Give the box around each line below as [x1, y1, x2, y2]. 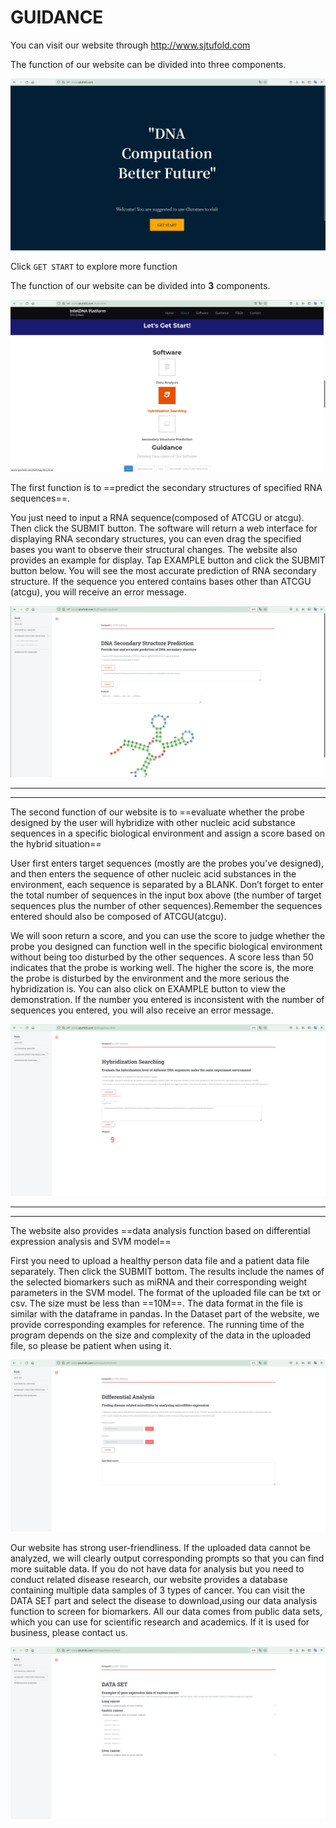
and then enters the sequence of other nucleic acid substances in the [10, 868, 297, 880]
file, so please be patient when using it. [10, 1340, 172, 1352]
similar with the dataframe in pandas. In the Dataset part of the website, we [10, 1308, 320, 1320]
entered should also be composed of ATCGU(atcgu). [10, 911, 227, 923]
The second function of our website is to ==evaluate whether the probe [10, 806, 305, 818]
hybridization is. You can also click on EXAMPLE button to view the [10, 983, 286, 995]
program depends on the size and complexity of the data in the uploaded [10, 1329, 312, 1341]
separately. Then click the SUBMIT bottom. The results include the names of [10, 1266, 325, 1278]
